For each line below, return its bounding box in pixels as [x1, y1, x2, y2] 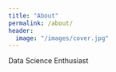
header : [8, 26, 34, 34]
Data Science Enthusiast [8, 56, 89, 66]
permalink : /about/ [8, 19, 74, 27]
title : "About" [8, 11, 59, 20]
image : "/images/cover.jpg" [15, 34, 110, 42]
